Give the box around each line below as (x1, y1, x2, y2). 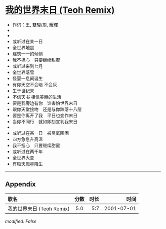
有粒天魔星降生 (12, 161, 43, 167)
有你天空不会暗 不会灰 (12, 81, 57, 87)
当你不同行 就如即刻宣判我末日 (12, 118, 78, 124)
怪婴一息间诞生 (12, 75, 43, 81)
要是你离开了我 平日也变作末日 (12, 112, 78, 118)
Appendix (5, 180, 36, 189)
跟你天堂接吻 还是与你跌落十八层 (12, 106, 82, 112)
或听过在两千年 (12, 149, 43, 154)
